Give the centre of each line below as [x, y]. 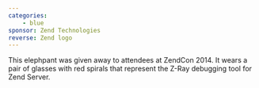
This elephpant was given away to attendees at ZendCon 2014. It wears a [128, 60]
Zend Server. [29, 77]
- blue [33, 23]
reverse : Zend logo [40, 38]
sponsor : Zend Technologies [55, 30]
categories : [28, 15]
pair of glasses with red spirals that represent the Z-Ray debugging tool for [130, 69]
